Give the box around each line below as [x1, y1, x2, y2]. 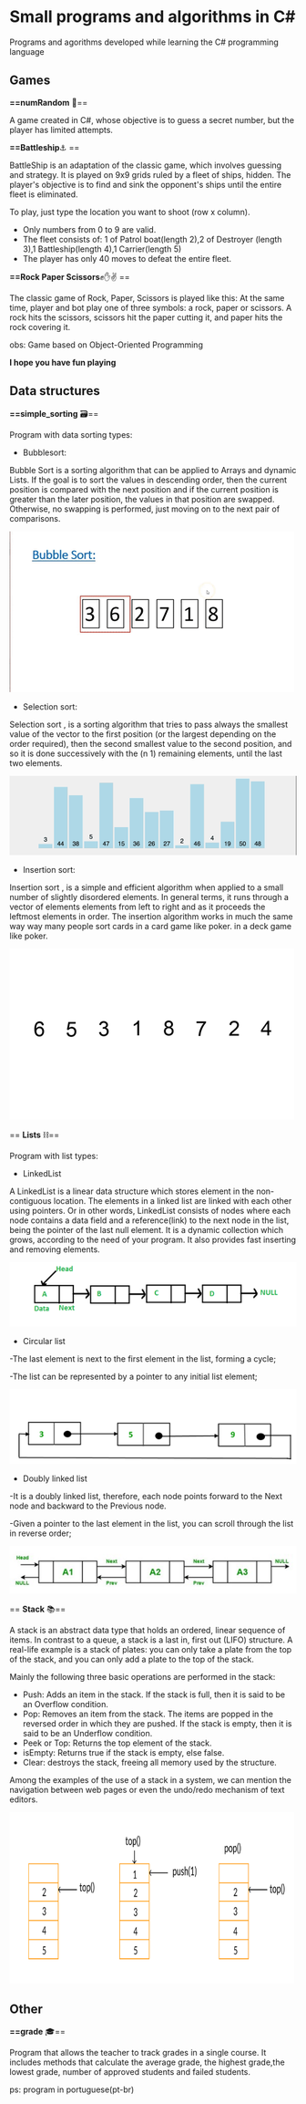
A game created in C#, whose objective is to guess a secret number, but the [9, 114, 294, 125]
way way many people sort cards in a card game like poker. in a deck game [9, 921, 292, 932]
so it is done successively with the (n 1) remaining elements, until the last [9, 748, 282, 759]
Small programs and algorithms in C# [9, 6, 296, 27]
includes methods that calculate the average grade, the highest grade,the [9, 2057, 285, 2068]
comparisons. [9, 513, 61, 523]
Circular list [22, 1336, 66, 1347]
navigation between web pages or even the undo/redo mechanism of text [9, 1785, 285, 1796]
